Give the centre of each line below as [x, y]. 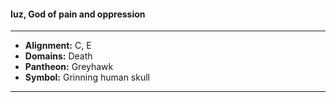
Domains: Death [58, 56]
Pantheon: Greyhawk [69, 67]
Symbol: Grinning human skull [87, 77]
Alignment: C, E [58, 46]
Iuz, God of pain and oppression [78, 14]
